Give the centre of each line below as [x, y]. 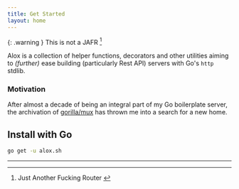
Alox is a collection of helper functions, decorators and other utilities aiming [118, 56]
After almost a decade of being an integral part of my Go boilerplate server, [117, 104]
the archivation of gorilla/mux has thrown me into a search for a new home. [117, 112]
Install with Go [40, 135]
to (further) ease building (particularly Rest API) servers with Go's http [111, 63]
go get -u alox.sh [34, 151]
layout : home [27, 21]
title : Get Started [36, 14]
